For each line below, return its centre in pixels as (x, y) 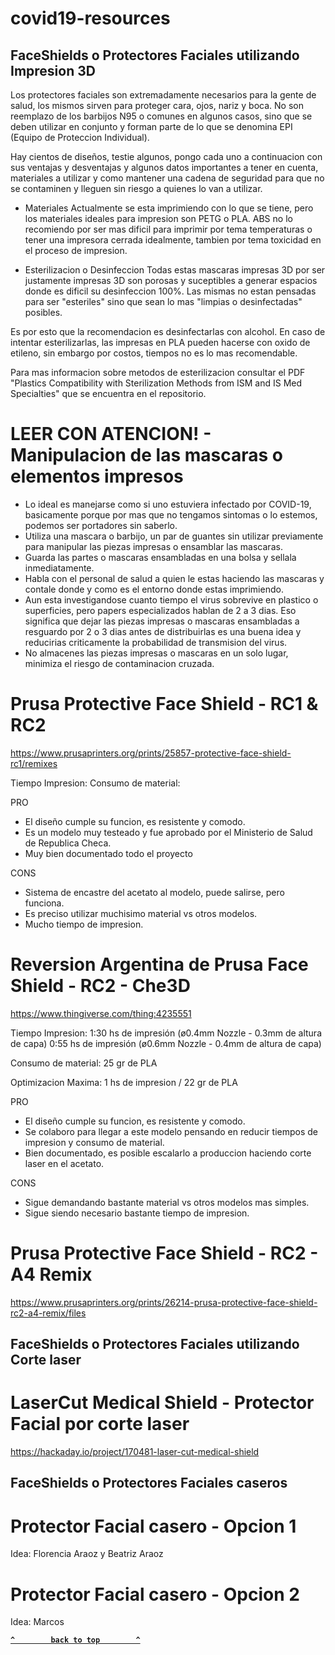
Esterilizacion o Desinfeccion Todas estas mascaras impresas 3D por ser (175, 270)
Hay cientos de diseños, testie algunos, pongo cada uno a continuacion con (166, 156)
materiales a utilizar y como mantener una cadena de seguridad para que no (167, 178)
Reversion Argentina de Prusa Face (159, 964)
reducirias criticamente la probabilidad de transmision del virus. (156, 642)
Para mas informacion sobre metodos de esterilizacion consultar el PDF (158, 372)
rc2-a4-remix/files (48, 1313)
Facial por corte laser (100, 1424)
